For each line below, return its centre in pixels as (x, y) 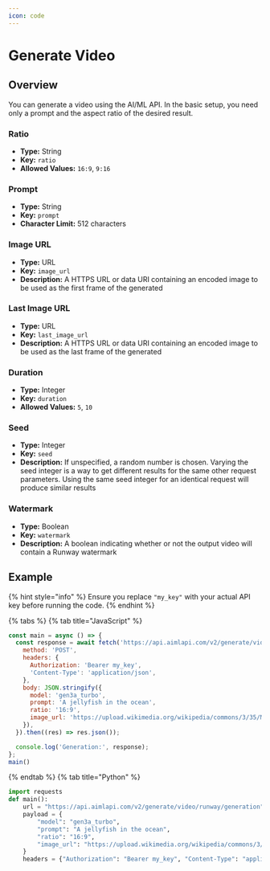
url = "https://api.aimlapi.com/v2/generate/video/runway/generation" (143, 807)
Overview (33, 85)
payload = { (43, 815)
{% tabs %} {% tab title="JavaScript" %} (76, 620)
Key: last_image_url (54, 334)
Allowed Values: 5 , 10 (56, 407)
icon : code (27, 16)
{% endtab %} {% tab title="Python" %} (74, 777)
